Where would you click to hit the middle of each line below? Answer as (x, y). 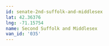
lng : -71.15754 (25, 23)
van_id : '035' (23, 34)
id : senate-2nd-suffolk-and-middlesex (54, 12)
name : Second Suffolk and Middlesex (51, 28)
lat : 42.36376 (23, 17)
